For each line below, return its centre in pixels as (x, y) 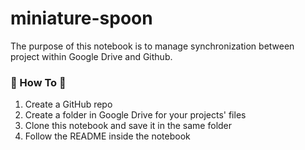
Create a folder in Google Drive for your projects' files (135, 115)
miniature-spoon (81, 18)
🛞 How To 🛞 (38, 82)
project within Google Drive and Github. (91, 56)
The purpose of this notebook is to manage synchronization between (152, 46)
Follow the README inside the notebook (107, 136)
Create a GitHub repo (68, 104)
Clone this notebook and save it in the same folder (128, 126)
